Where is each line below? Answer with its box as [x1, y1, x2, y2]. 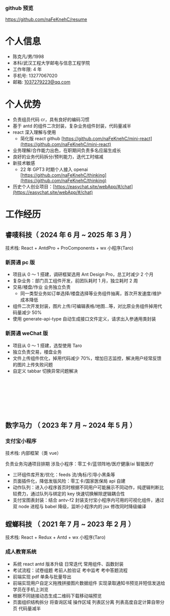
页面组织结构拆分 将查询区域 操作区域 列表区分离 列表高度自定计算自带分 [12, 599, 165, 605]
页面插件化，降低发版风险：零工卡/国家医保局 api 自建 [12, 478, 126, 484]
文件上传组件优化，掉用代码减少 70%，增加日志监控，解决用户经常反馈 [12, 355, 162, 361]
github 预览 [5, 4, 34, 11]
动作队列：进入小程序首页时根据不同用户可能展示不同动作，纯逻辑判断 [12, 484, 160, 490]
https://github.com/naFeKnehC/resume [5, 16, 87, 22]
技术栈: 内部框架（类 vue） [5, 450, 62, 456]
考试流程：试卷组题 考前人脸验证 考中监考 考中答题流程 [12, 567, 128, 573]
